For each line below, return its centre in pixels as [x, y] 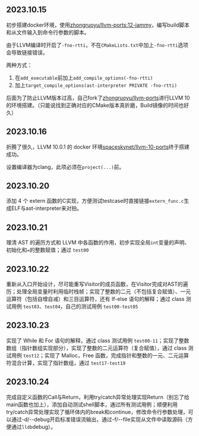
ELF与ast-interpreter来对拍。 [46, 208]
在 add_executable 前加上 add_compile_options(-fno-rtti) [84, 77]
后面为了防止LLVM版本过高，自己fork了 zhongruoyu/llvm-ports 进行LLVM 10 [98, 98]
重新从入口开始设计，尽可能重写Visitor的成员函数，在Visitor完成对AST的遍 [97, 284]
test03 [31, 307]
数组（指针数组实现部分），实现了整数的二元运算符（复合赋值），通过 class [97, 348]
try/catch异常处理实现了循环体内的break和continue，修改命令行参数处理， [97, 412]
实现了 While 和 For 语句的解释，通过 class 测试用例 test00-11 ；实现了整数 [98, 340]
